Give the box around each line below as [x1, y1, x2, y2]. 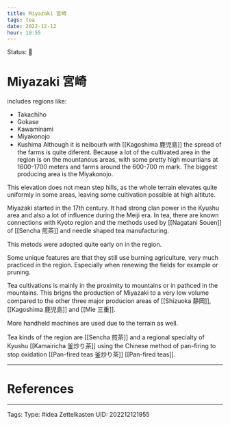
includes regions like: [7, 97, 67, 106]
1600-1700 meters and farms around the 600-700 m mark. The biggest [16, 162, 218, 171]
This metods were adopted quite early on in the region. [7, 241, 162, 249]
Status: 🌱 [7, 48, 33, 56]
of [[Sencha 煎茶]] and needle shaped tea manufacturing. [7, 227, 170, 235]
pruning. [7, 268, 31, 276]
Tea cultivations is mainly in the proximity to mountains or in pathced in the [7, 282, 218, 290]
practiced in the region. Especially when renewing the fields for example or [7, 261, 218, 269]
